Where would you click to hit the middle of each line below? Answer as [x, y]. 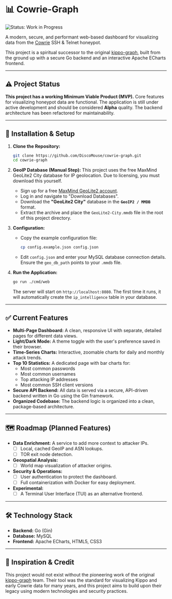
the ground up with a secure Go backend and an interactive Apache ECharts [86, 58]
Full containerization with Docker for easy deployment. [78, 482]
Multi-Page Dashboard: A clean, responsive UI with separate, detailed [87, 330]
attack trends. [27, 357]
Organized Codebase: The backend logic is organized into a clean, [84, 401]
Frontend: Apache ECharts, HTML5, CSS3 [57, 541]
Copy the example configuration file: [59, 238]
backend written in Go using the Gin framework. [63, 396]
